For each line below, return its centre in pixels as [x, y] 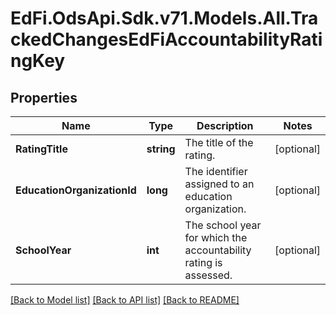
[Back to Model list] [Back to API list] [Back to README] [125, 300]
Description [225, 125]
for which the [216, 237]
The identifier [216, 171]
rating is [203, 262]
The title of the [219, 142]
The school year [223, 225]
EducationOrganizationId [76, 190]
